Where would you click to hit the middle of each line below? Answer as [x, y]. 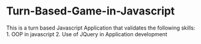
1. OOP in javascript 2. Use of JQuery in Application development [87, 34]
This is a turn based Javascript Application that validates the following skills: [101, 28]
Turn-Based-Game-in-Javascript [91, 11]
